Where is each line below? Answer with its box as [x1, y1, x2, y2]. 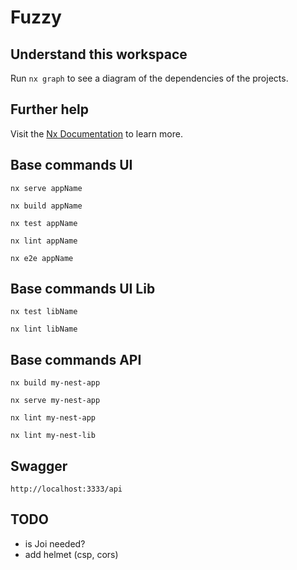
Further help [10, 101, 90, 118]
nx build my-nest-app [10, 378, 101, 388]
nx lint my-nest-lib [10, 431, 97, 441]
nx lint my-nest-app [10, 413, 97, 423]
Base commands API [10, 351, 142, 368]
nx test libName [10, 307, 78, 317]
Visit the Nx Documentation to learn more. [10, 127, 183, 140]
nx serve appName [10, 183, 83, 193]
